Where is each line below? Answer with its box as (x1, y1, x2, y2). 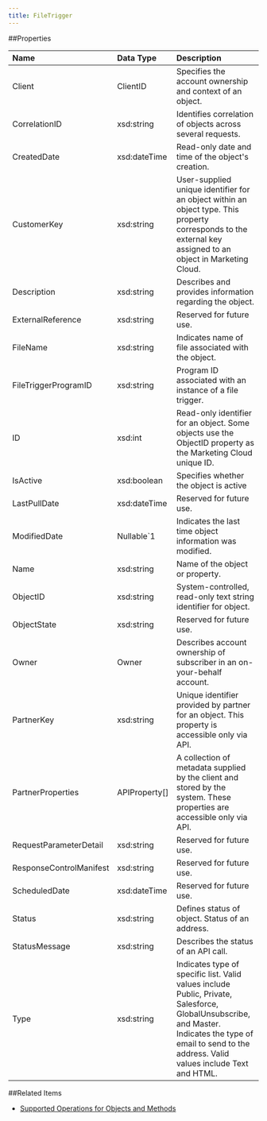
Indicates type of (176, 958, 240, 969)
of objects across (176, 118, 242, 129)
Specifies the (176, 65, 226, 76)
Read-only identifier (176, 407, 253, 418)
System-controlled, (176, 581, 250, 592)
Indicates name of (176, 331, 244, 342)
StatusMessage (12, 941, 71, 952)
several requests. (176, 128, 241, 139)
